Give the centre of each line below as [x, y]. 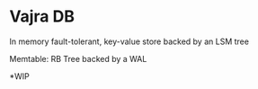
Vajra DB [42, 17]
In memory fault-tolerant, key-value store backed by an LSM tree [129, 41]
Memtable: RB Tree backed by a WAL [78, 58]
